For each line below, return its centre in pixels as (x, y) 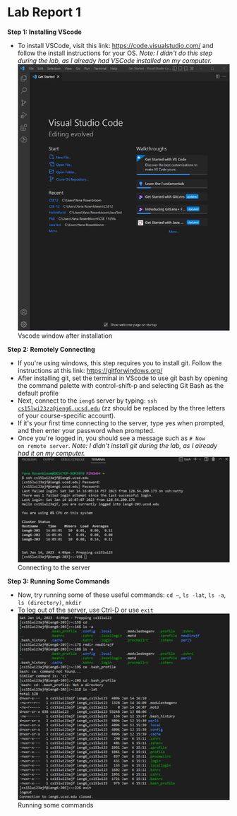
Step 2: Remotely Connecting (51, 349)
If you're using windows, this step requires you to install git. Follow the (120, 363)
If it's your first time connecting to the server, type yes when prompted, (121, 423)
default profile (38, 393)
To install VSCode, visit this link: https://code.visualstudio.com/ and (115, 45)
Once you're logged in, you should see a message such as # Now (111, 438)
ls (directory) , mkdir (49, 603)
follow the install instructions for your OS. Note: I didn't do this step (115, 53)
